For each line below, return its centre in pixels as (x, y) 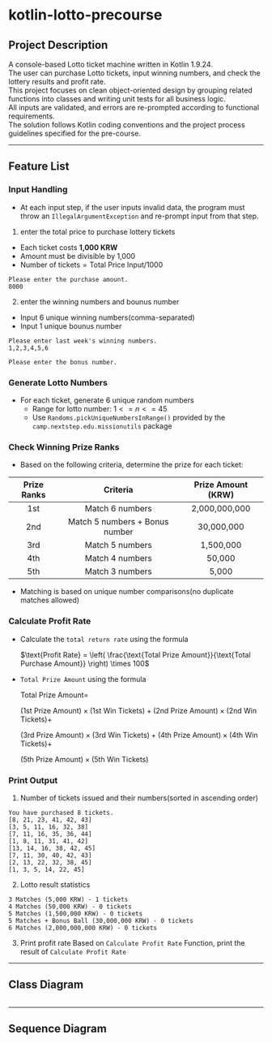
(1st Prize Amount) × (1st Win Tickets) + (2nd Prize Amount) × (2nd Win (138, 710)
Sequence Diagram (57, 1029)
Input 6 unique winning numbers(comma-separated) (108, 317)
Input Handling (38, 190)
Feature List (39, 167)
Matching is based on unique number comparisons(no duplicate (127, 592)
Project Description (58, 45)
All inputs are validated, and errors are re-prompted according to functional (134, 108)
